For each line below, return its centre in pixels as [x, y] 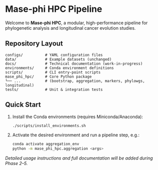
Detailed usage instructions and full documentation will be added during [79, 158]
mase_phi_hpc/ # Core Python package [49, 77]
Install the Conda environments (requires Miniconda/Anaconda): [78, 117]
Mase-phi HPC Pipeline [54, 9]
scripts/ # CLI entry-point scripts [53, 72]
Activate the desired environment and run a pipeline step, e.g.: [76, 135]
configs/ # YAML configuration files [54, 55]
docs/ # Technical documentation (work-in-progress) [74, 64]
